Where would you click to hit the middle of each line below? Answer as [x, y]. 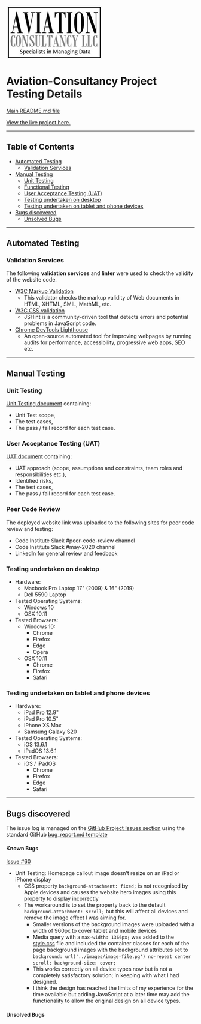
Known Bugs [22, 848]
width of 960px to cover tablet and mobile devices [95, 931]
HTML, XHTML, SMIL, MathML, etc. [68, 304]
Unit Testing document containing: [49, 404]
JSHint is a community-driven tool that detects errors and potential [106, 317]
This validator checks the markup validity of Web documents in [101, 298]
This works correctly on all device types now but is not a [102, 969]
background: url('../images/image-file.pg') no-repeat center [112, 957]
